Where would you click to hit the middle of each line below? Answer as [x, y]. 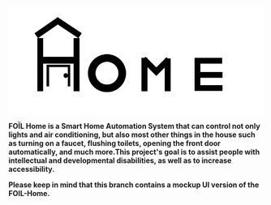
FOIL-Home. [29, 194]
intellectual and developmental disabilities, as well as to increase [120, 160]
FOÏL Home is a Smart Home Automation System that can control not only [135, 126]
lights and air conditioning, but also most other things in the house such [132, 135]
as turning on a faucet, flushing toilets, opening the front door [115, 143]
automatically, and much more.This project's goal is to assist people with [134, 152]
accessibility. [32, 169]
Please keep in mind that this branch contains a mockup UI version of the [134, 185]
